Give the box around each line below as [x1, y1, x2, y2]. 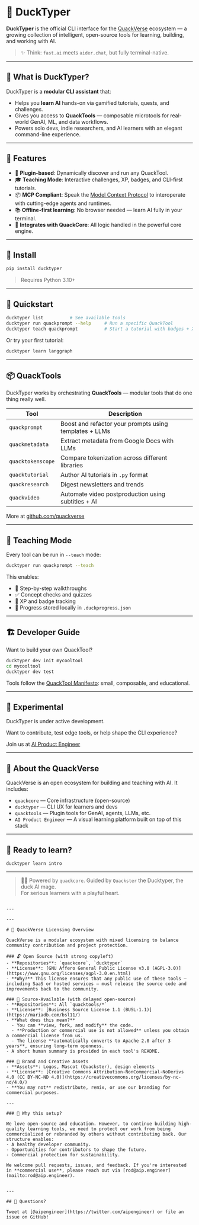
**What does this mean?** [11, 1017, 76, 1023]
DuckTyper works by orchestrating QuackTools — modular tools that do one [6, 389, 192, 396]
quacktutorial [9, 472, 49, 479]
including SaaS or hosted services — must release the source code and [6, 980, 187, 987]
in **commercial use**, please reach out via [6, 1167, 120, 1173]
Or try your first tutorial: [6, 336, 64, 344]
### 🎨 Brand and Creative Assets [6, 1059, 89, 1064]
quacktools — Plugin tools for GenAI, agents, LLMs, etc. [14, 810, 151, 817]
